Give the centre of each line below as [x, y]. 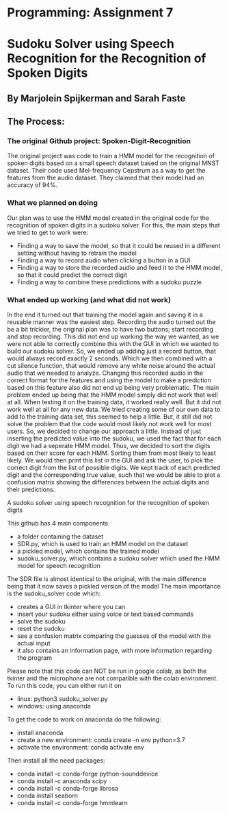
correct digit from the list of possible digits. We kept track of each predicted [114, 468]
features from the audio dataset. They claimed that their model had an [106, 178]
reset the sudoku [41, 629]
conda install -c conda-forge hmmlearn [72, 803]
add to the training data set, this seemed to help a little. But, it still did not [110, 417]
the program [35, 658]
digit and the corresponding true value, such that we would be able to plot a [114, 475]
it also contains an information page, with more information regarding [114, 651]
